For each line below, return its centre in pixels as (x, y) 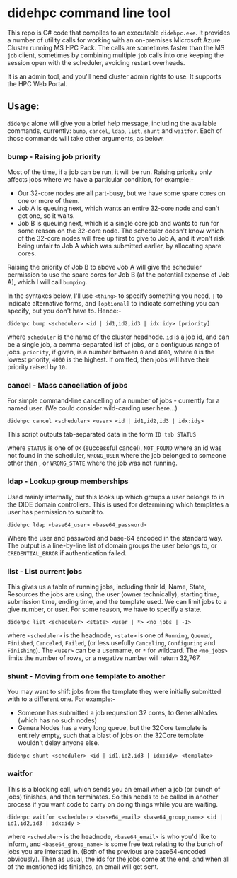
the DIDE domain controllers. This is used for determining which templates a (118, 504)
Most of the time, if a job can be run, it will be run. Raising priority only (110, 172)
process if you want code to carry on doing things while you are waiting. (112, 804)
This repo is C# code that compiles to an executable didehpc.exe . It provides (119, 33)
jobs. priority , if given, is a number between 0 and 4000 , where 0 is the (111, 352)
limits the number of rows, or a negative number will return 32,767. (104, 658)
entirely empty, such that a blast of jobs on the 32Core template (110, 735)
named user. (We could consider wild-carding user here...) (93, 408)
